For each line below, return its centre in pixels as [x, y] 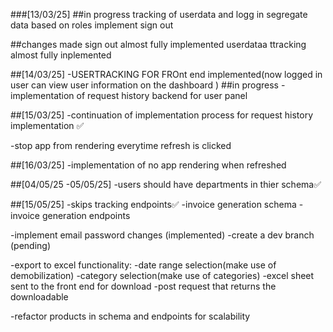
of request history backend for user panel [162, 95]
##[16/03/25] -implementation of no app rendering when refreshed [148, 165]
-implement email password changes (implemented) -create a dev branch [162, 235]
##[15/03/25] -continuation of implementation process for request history [162, 115]
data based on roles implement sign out [92, 25]
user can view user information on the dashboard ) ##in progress [144, 85]
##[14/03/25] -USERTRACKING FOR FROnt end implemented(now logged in [166, 74]
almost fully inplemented [61, 55]
